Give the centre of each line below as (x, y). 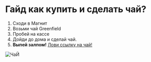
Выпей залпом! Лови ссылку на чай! (52, 44)
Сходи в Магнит (30, 23)
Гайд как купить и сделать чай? (76, 9)
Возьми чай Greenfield (37, 28)
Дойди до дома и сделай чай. (44, 39)
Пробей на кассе (31, 34)
